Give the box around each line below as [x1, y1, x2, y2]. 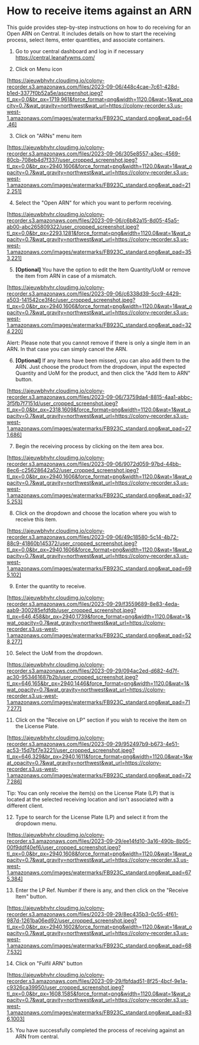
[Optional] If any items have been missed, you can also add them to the [15, 356, 190, 364]
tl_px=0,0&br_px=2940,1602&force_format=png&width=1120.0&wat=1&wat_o [6, 923, 193, 930]
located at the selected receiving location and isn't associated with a [6, 796, 174, 803]
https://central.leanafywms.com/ [15, 54, 95, 61]
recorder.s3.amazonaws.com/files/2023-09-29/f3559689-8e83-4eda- [6, 600, 180, 607]
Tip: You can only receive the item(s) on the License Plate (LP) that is [6, 789, 175, 796]
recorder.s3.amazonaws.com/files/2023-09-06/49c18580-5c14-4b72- [6, 533, 179, 540]
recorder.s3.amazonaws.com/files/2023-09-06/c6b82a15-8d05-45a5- [6, 217, 180, 224]
